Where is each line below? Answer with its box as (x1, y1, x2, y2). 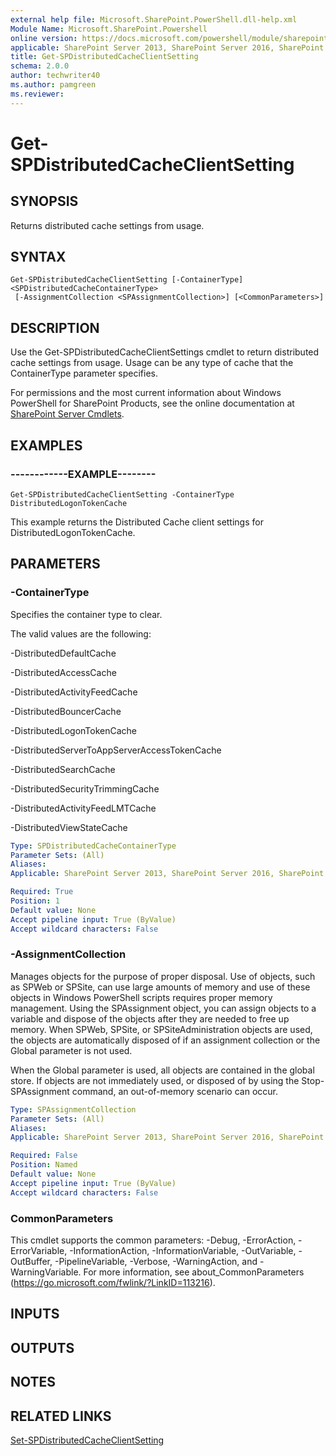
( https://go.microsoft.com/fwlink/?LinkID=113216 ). (10, 1276, 216, 1288)
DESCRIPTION (10, 319, 100, 336)
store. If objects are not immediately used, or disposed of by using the (10, 1074, 300, 1086)
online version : (10, 33, 78, 43)
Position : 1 (10, 896, 60, 906)
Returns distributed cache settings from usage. (10, 219, 205, 231)
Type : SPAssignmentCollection (10, 1104, 137, 1115)
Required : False (10, 1151, 78, 1161)
